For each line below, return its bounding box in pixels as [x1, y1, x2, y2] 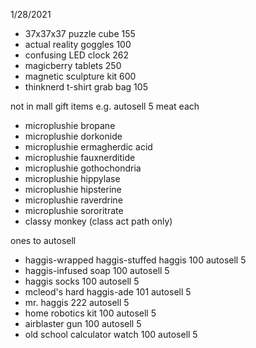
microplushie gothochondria [24, 162, 142, 174]
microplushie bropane [24, 120, 116, 131]
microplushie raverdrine [24, 194, 123, 206]
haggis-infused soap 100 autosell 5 [24, 265, 170, 276]
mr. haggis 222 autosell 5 [24, 297, 130, 308]
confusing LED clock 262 [24, 49, 130, 61]
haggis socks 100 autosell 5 [24, 275, 140, 287]
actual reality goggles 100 [24, 39, 132, 50]
